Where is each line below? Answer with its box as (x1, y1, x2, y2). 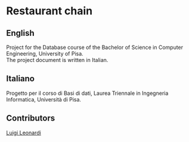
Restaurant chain (6, 4, 93, 18)
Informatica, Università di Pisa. (6, 95, 82, 103)
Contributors (6, 113, 55, 124)
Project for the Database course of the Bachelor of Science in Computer (6, 44, 184, 51)
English (6, 28, 35, 38)
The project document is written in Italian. (6, 57, 109, 63)
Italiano (6, 73, 35, 84)
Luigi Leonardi (6, 129, 42, 136)
